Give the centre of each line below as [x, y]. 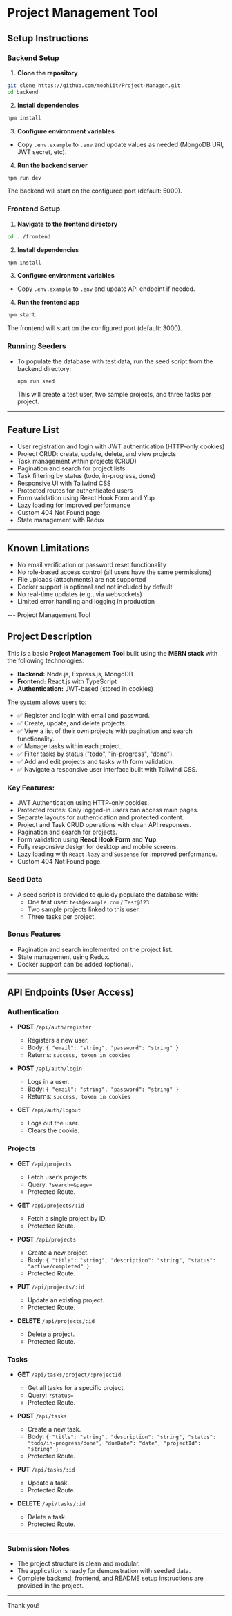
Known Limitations [48, 548]
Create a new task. [54, 1429]
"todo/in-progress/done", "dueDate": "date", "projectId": [114, 1443]
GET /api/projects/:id [50, 1205]
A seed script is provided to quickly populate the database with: [108, 894]
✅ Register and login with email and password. [84, 715]
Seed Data [25, 880]
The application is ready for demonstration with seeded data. [104, 1571]
